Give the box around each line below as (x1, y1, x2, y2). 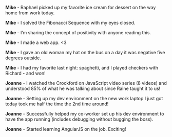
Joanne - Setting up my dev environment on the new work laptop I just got (5, 96, 163, 101)
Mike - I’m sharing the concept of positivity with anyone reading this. (5, 30, 151, 35)
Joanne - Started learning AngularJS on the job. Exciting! (5, 126, 127, 132)
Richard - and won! (5, 70, 46, 76)
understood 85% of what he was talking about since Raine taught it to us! (5, 85, 161, 92)
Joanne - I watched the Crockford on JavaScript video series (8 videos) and (5, 80, 167, 86)
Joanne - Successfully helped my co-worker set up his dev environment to (5, 111, 164, 117)
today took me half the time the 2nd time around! (5, 101, 109, 107)
